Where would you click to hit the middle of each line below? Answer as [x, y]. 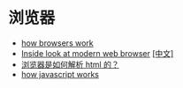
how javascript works [60, 74]
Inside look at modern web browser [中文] [97, 53]
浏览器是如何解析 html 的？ [70, 64]
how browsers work [57, 43]
